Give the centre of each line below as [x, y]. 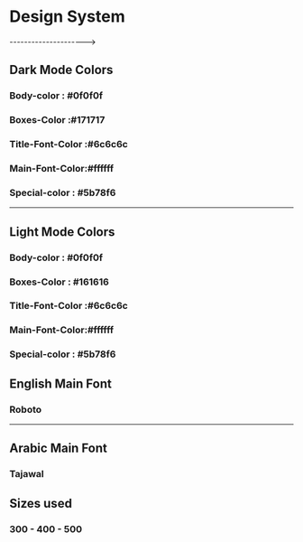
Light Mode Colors [62, 232]
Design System [68, 17]
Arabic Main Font [59, 449]
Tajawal [27, 474]
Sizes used [41, 503]
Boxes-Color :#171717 [57, 120]
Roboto [26, 409]
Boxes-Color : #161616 [60, 282]
